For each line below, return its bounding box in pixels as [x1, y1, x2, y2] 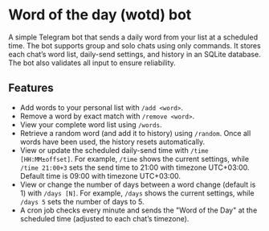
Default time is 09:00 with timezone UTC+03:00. [19, 171, 181, 180]
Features [8, 81, 54, 95]
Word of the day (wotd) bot [8, 6, 192, 24]
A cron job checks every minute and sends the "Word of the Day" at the [19, 205, 258, 215]
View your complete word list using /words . [19, 119, 162, 130]
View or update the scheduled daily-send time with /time [19, 145, 209, 155]
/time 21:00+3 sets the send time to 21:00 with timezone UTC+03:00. [19, 163, 250, 172]
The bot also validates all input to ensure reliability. [8, 58, 177, 68]
